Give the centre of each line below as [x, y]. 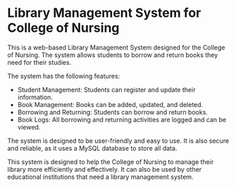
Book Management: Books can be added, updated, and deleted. [110, 104]
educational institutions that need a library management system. [100, 177]
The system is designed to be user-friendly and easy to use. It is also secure [118, 140]
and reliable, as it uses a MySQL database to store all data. [92, 148]
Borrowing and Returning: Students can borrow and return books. [112, 112]
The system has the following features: [64, 76]
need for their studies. [39, 62]
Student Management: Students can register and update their [106, 89]
